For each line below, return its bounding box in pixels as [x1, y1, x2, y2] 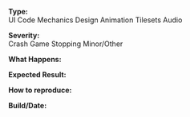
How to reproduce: [8, 85, 72, 95]
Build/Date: [8, 101, 47, 110]
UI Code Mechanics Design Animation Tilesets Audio [8, 15, 183, 25]
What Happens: [8, 55, 62, 64]
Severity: [8, 31, 40, 40]
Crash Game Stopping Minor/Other [8, 39, 123, 49]
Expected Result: [8, 70, 67, 79]
